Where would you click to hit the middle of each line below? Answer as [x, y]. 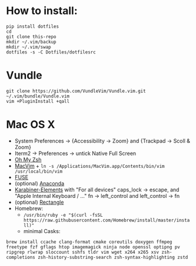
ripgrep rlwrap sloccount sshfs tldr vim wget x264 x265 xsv [83, 252]
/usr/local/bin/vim [39, 171]
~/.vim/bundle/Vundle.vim [38, 96]
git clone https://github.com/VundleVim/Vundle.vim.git [76, 91]
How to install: [42, 11]
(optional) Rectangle [39, 202]
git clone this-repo [31, 36]
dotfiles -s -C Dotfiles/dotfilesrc [51, 52]
